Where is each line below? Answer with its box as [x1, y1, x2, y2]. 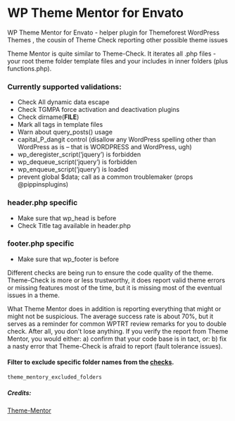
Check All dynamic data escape [17, 98, 110, 106]
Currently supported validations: [7, 82, 122, 92]
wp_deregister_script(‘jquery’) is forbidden [17, 150, 141, 159]
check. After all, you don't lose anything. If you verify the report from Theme [7, 327, 229, 335]
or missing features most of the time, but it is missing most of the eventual [7, 283, 222, 291]
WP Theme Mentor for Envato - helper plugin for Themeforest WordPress [7, 28, 220, 37]
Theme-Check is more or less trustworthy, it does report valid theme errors [7, 276, 225, 284]
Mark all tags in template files [17, 120, 103, 129]
